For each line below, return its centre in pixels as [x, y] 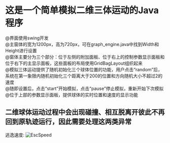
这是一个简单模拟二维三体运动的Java [82, 10]
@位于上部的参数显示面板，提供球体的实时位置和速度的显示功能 [72, 94]
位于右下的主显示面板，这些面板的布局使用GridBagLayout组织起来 [74, 63]
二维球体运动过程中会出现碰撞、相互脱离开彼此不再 [85, 112]
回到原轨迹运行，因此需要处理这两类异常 [68, 122]
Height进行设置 [21, 51]
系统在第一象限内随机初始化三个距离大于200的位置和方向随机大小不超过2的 [84, 76]
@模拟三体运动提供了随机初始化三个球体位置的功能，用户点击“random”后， [84, 69]
